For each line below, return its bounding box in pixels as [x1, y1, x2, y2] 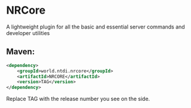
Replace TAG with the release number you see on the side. [6, 96, 150, 103]
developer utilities [6, 29, 50, 36]
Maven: [6, 47, 35, 57]
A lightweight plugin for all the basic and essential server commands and [6, 23, 185, 30]
